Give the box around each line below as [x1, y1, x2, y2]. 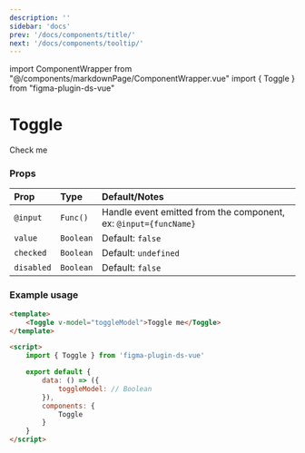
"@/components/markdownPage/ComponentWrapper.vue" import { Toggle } [9, 74, 296, 84]
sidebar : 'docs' [9, 22, 71, 31]
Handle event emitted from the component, [101, 206, 286, 219]
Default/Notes [101, 191, 165, 203]
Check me [9, 144, 48, 155]
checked [14, 248, 47, 259]
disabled [14, 262, 52, 273]
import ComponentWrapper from [9, 64, 133, 74]
